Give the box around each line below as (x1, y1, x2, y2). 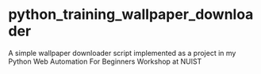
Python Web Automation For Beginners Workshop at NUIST (8, 57, 202, 66)
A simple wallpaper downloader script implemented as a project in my (8, 48, 236, 57)
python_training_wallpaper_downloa (8, 6, 254, 24)
